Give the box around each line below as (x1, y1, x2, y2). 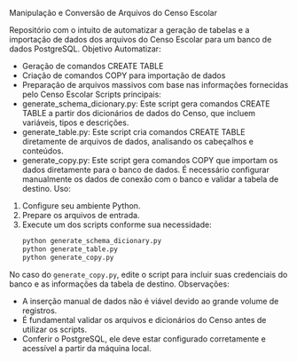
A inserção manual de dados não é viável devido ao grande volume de (21, 295, 279, 306)
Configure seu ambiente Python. (21, 201, 141, 211)
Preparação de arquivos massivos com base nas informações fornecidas (21, 80, 289, 90)
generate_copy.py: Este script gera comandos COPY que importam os (21, 155, 278, 165)
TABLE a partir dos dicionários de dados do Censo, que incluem (21, 108, 255, 118)
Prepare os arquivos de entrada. (21, 210, 140, 220)
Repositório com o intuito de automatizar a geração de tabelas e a (9, 25, 250, 35)
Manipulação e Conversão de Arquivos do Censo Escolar (9, 8, 217, 18)
